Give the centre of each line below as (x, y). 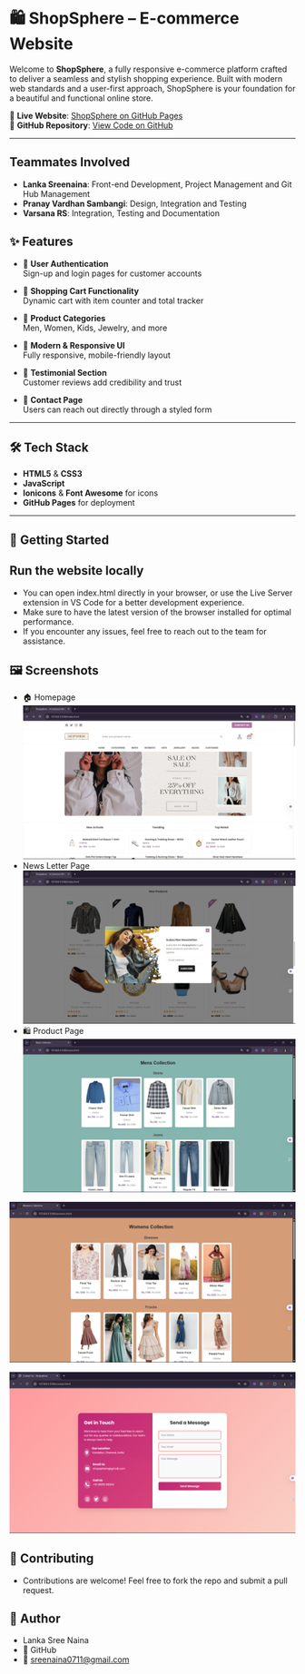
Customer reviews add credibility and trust (102, 382)
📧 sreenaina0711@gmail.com (76, 1659)
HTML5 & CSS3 (52, 474)
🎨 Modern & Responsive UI (74, 345)
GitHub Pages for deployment (79, 503)
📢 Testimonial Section (64, 372)
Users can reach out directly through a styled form (117, 409)
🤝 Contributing (52, 1559)
